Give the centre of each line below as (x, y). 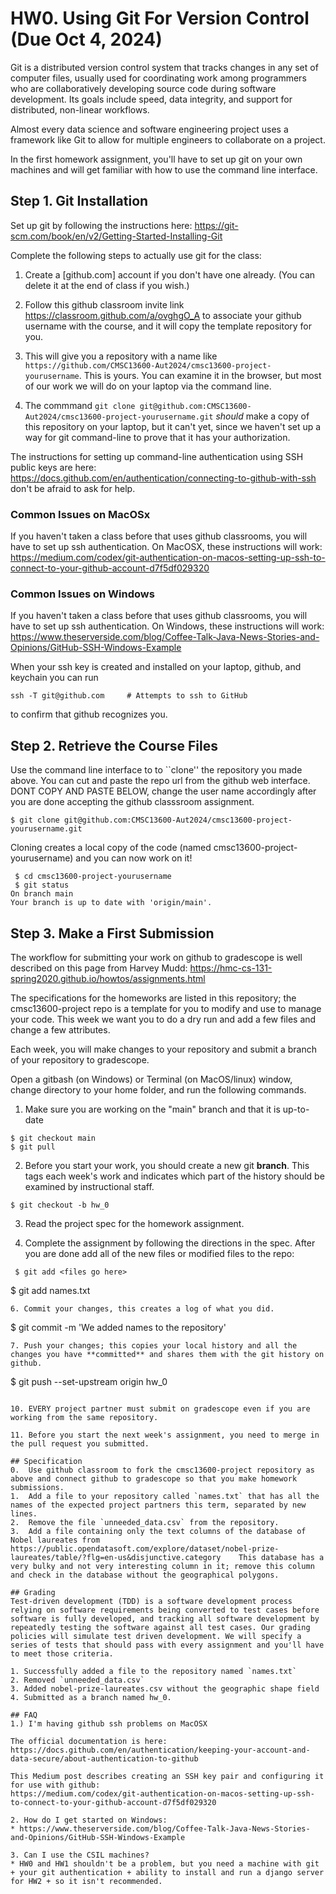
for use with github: (55, 1785)
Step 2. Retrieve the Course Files (114, 745)
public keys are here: (53, 467)
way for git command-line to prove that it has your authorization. (157, 437)
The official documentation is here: (89, 1741)
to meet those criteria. (62, 1653)
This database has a (281, 1557)
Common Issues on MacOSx (80, 514)
